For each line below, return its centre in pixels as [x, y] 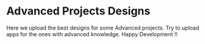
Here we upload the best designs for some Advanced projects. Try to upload [103, 28]
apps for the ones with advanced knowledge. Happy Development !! [92, 34]
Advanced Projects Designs [78, 11]
